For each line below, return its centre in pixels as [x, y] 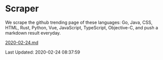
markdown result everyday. [33, 33]
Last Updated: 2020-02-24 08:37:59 [43, 52]
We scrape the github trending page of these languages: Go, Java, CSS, [79, 22]
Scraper [22, 9]
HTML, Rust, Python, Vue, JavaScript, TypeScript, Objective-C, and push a [81, 27]
